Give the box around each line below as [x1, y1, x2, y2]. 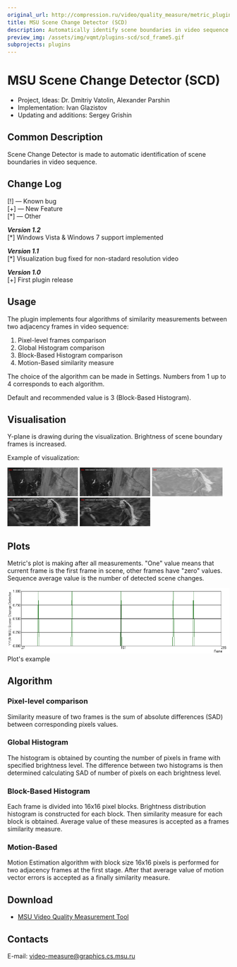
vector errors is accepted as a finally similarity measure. [7, 873, 171, 882]
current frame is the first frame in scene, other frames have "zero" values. [7, 566, 223, 575]
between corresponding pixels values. [7, 720, 119, 728]
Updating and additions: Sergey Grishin [17, 111, 133, 119]
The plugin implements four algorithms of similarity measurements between [7, 314, 227, 323]
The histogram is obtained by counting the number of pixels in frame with [7, 753, 221, 762]
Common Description [7, 131, 104, 143]
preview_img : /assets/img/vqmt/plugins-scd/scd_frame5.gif [7, 34, 185, 41]
